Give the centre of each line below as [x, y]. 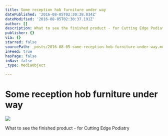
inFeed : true [19, 51]
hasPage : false [21, 56]
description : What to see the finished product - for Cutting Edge [77, 28]
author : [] [16, 24]
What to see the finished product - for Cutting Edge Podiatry [67, 128]
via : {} [13, 38]
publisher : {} [20, 33]
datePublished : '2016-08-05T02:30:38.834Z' [51, 14]
